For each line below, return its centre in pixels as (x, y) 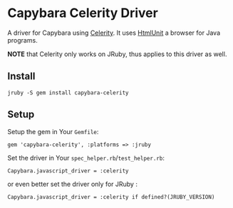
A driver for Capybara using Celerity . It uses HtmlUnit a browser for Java (114, 33)
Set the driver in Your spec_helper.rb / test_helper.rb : (86, 158)
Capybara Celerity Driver (83, 13)
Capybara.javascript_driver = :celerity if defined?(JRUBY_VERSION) (111, 197)
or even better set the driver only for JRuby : (72, 184)
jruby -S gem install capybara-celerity (68, 93)
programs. (22, 40)
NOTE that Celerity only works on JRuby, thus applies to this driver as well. (117, 54)
